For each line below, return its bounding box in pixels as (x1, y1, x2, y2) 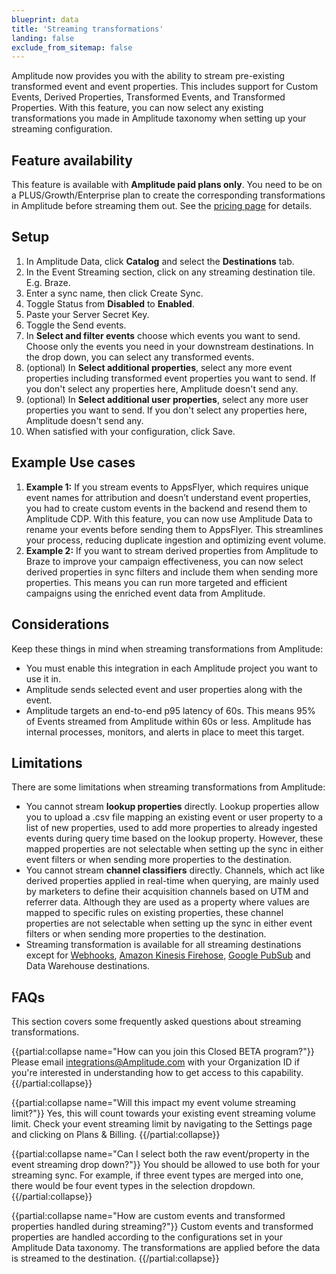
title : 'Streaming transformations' (11, 24, 164, 34)
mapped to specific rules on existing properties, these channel (25, 907, 284, 919)
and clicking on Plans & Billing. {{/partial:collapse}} (11, 1129, 221, 1141)
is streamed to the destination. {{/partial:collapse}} (11, 1252, 220, 1265)
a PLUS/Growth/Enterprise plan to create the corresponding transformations (11, 189, 326, 201)
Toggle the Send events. (25, 319, 127, 331)
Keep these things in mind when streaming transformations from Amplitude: (11, 642, 324, 655)
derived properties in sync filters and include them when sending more (25, 566, 319, 578)
